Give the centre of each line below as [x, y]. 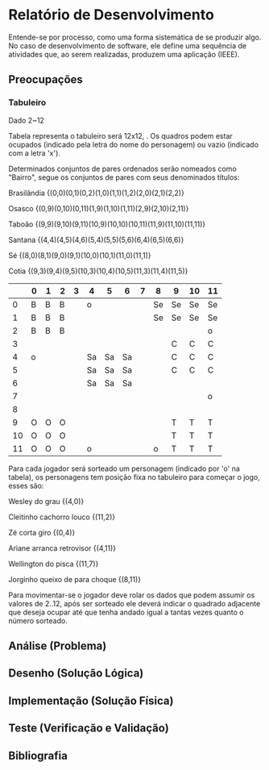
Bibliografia [38, 755]
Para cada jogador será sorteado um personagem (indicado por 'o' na [124, 468]
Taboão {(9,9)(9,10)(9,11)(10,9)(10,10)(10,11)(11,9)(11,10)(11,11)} [107, 224]
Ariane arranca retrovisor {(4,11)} [62, 548]
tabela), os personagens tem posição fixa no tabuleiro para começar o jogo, [134, 477]
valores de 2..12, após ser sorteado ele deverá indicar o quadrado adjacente [134, 603]
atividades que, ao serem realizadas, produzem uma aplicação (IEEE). [124, 54]
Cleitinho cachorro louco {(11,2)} [62, 517]
